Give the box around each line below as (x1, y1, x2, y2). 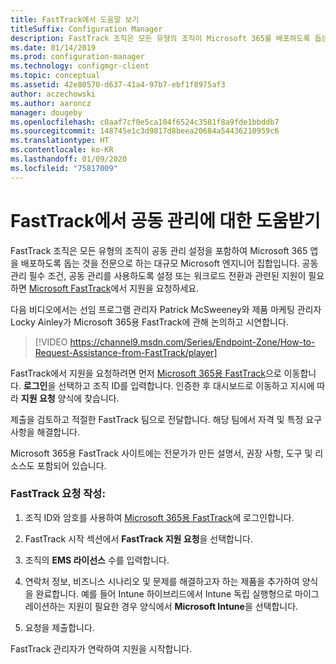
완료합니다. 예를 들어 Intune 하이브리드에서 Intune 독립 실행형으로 (35, 587, 293, 600)
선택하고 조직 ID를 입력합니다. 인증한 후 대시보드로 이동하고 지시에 (58, 379, 315, 391)
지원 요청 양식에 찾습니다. (20, 392, 120, 404)
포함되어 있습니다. (36, 459, 107, 471)
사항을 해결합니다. (10, 426, 81, 438)
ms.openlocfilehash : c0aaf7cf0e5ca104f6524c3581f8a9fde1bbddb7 (10, 117, 280, 127)
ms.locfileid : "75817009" (10, 163, 118, 173)
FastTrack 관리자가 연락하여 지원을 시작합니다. (10, 642, 193, 655)
